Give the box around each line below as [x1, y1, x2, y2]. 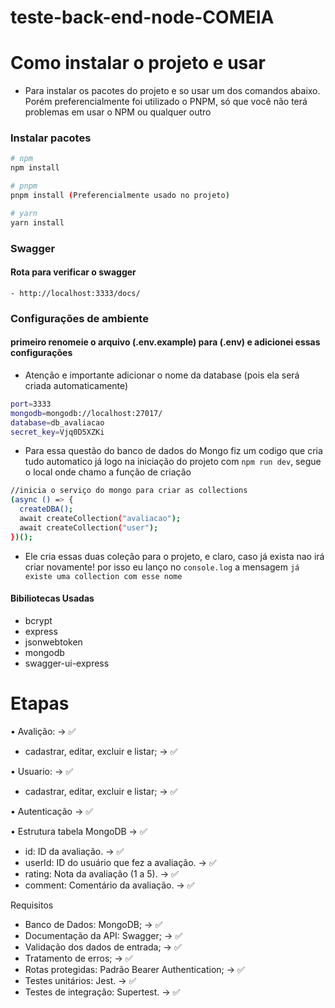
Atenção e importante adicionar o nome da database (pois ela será [24, 369, 300, 381]
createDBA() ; [19, 504, 74, 515]
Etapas [10, 692, 70, 715]
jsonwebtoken [24, 636, 83, 648]
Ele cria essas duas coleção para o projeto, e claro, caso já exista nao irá [24, 550, 325, 562]
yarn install [10, 217, 65, 228]
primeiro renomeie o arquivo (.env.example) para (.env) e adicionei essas [10, 336, 321, 348]
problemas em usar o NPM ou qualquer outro [24, 106, 212, 118]
